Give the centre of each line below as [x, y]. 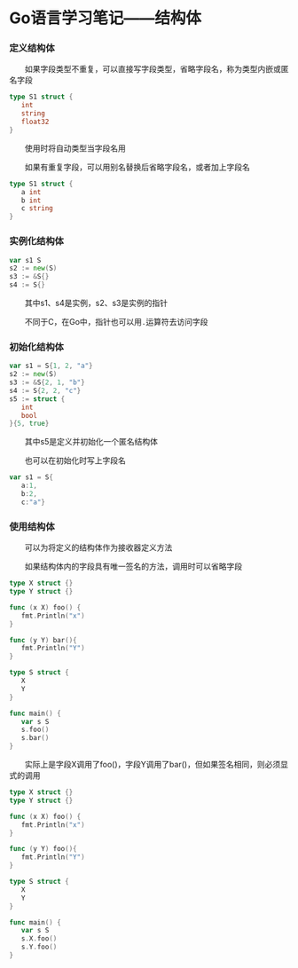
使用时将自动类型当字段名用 [75, 148]
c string [37, 209]
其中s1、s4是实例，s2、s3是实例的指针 [97, 303]
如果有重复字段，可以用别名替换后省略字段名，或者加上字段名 [137, 167]
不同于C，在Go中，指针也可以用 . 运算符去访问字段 [117, 322]
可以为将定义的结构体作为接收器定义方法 [99, 547]
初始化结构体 [37, 347]
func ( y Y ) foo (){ [43, 849]
